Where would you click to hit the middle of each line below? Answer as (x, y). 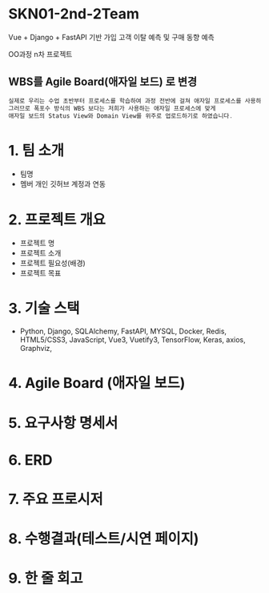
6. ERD (31, 460)
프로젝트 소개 (40, 253)
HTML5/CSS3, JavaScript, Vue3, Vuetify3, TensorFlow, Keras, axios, (132, 340)
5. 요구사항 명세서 (63, 423)
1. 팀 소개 (36, 150)
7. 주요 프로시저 (56, 499)
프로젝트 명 (37, 243)
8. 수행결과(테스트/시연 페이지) (104, 539)
